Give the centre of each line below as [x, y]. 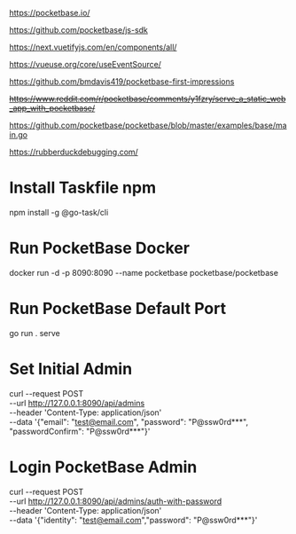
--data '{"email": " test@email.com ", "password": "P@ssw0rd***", [129, 421]
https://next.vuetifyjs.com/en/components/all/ [93, 47]
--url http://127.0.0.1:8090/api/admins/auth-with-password [116, 501]
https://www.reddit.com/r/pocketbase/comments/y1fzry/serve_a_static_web [148, 98]
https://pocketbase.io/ [50, 13]
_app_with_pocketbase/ [52, 108]
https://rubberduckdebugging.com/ [74, 152]
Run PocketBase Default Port [118, 309]
